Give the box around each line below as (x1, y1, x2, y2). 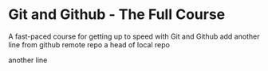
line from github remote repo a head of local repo (8, 39, 170, 49)
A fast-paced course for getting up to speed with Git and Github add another (8, 32, 260, 41)
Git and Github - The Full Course (8, 6, 226, 24)
